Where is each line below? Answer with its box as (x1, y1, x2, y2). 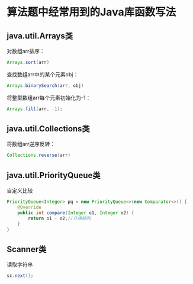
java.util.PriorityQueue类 (7, 170, 101, 180)
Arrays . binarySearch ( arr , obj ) (7, 82, 84, 89)
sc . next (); (7, 273, 34, 279)
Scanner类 (7, 244, 47, 254)
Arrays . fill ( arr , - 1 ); (7, 106, 63, 112)
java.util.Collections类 (7, 124, 91, 134)
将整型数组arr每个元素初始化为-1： (7, 94, 91, 101)
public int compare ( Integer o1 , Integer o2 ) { (17, 209, 134, 216)
